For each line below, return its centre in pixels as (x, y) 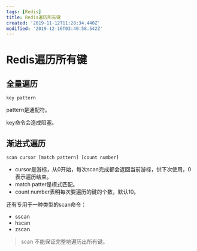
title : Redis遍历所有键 (34, 17)
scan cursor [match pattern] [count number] (63, 158)
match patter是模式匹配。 (46, 185)
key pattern (21, 98)
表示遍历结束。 (33, 177)
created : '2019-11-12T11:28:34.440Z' (53, 23)
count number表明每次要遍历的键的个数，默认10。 (77, 192)
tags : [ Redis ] (24, 12)
